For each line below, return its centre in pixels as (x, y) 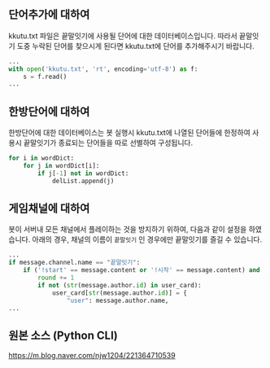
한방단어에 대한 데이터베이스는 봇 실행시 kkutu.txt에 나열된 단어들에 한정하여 (129, 133)
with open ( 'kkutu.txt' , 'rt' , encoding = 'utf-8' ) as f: (103, 69)
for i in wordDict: (41, 158)
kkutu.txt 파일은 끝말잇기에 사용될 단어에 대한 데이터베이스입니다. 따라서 (123, 36)
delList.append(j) (83, 181)
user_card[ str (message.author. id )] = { (119, 293)
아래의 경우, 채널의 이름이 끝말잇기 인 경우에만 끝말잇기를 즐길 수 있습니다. (147, 239)
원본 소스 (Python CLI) (63, 335)
